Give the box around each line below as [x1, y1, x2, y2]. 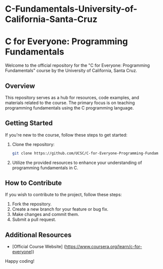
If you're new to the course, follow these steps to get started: [5, 132, 127, 138]
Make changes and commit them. [12, 212, 79, 217]
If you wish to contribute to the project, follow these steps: [5, 192, 122, 197]
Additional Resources [5, 231, 72, 239]
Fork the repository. [12, 201, 52, 207]
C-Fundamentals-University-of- [5, 3, 138, 15]
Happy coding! [5, 258, 35, 264]
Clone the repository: [12, 141, 55, 147]
